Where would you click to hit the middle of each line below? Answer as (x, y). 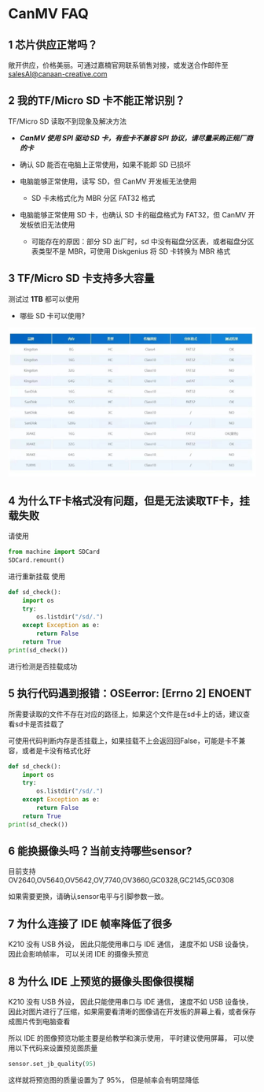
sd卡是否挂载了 (39, 724)
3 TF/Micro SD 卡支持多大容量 (81, 279)
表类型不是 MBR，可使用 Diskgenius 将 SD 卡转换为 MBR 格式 (131, 251)
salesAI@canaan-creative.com (58, 74)
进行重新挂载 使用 (37, 576)
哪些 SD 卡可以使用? (52, 315)
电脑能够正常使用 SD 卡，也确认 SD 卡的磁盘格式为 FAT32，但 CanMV (132, 214)
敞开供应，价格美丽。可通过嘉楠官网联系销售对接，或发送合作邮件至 (118, 65)
